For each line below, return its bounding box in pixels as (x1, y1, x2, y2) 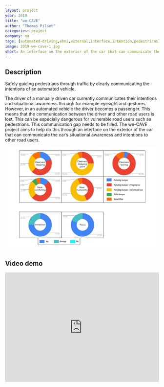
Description (5, 68, 41, 76)
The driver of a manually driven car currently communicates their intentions (5, 95, 157, 101)
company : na (5, 34, 29, 39)
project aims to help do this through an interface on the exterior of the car (5, 127, 153, 133)
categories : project (5, 28, 47, 34)
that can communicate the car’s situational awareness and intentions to (5, 132, 148, 138)
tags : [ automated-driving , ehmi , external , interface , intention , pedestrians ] (5, 39, 161, 44)
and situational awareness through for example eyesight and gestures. (5, 101, 146, 107)
